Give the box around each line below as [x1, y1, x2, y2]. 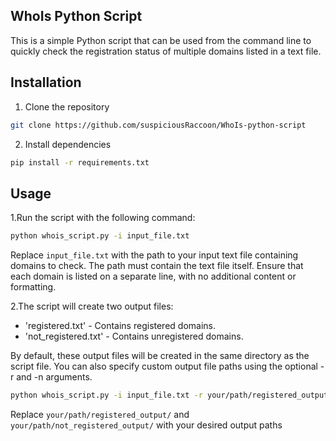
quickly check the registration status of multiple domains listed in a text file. [10, 45, 322, 57]
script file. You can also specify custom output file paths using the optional [10, 360, 318, 373]
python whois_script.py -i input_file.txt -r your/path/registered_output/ [10, 390, 333, 401]
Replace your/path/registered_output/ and [10, 408, 190, 420]
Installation [10, 74, 82, 91]
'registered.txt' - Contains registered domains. [24, 320, 217, 332]
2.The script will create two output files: [10, 300, 174, 313]
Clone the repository [24, 100, 110, 113]
